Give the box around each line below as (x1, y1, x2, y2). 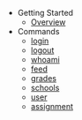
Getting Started (17, 8, 73, 18)
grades (30, 73, 57, 83)
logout (30, 45, 55, 56)
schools (30, 83, 60, 93)
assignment (30, 101, 73, 111)
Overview (30, 17, 66, 27)
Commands (17, 26, 60, 36)
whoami (30, 55, 60, 64)
